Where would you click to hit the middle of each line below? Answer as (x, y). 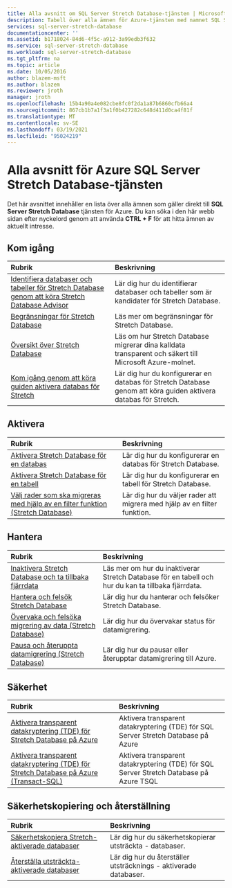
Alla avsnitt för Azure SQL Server (104, 170)
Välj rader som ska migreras (56, 495)
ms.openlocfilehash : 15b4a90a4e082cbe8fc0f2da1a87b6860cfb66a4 (100, 104)
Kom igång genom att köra (54, 378)
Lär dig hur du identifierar (156, 283)
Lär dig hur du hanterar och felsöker (161, 596)
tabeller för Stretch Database (58, 288)
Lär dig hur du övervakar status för (159, 621)
